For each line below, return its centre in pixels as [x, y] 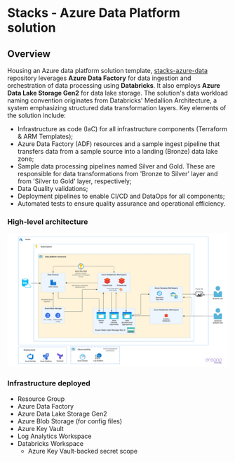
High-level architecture [48, 221]
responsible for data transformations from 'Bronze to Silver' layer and [117, 174]
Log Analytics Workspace [55, 436]
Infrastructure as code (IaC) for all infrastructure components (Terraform [122, 129]
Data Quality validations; [53, 189]
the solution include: [37, 115]
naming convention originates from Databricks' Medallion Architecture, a [112, 100]
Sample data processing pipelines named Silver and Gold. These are [116, 166]
